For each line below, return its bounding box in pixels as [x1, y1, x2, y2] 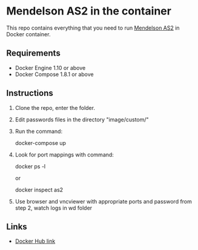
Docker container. [6, 30, 51, 37]
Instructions [6, 88, 53, 98]
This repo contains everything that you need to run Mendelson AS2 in [6, 24, 180, 31]
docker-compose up [15, 139, 67, 146]
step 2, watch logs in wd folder [15, 204, 93, 211]
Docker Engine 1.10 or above [15, 64, 86, 71]
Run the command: [15, 127, 62, 135]
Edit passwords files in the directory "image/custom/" [15, 116, 150, 123]
